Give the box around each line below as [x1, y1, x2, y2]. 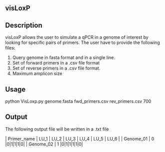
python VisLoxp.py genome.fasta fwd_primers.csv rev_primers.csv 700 [5, 98, 152, 104]
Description [5, 21, 42, 29]
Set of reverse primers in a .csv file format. [12, 65, 101, 71]
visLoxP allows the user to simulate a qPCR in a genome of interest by [5, 34, 149, 40]
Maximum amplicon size [12, 70, 62, 76]
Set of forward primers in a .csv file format [12, 60, 100, 66]
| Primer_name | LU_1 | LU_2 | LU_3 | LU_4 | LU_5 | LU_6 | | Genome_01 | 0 [5, 135, 155, 141]
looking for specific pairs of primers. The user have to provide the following [5, 39, 161, 45]
